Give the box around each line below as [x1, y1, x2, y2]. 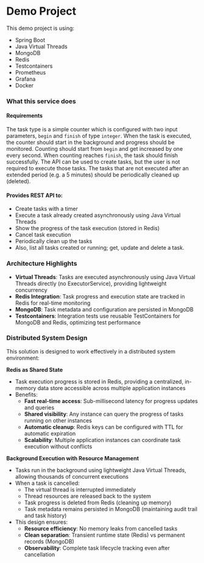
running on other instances [24, 416, 93, 424]
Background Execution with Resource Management [6, 454, 139, 462]
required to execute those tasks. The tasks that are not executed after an [6, 165, 189, 172]
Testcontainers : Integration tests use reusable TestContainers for [15, 312, 181, 319]
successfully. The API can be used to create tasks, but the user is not [6, 158, 180, 165]
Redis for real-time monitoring [15, 299, 91, 307]
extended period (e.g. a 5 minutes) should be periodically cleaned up [6, 171, 180, 178]
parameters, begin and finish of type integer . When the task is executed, [6, 133, 192, 140]
